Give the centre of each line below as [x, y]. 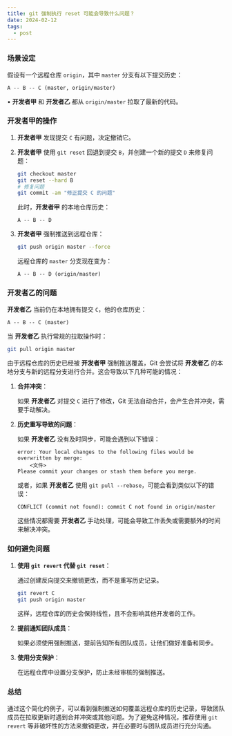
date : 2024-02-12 [32, 20]
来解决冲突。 [35, 529]
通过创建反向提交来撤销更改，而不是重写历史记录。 [90, 580]
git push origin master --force [64, 247]
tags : [15, 26]
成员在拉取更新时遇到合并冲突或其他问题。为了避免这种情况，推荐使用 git [113, 717]
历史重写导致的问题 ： [47, 424]
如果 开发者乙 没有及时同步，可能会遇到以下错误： [88, 439]
